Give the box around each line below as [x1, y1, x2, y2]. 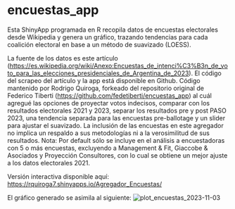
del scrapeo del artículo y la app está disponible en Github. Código [7, 76, 201, 84]
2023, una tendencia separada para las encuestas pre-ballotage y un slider [7, 113, 226, 122]
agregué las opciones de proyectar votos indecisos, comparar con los [7, 99, 210, 107]
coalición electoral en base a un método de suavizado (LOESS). [7, 40, 191, 49]
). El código [189, 69, 222, 77]
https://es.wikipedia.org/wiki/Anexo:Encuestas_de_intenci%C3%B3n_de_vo [9, 61, 229, 70]
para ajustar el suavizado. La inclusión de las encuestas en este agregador [7, 121, 224, 129]
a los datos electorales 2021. [7, 158, 90, 167]
